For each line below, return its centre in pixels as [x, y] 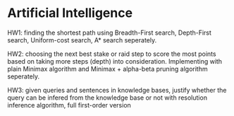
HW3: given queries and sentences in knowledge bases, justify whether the [117, 90]
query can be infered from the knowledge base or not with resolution [107, 98]
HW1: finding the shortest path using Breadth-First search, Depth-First [109, 33]
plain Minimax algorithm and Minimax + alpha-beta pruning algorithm [107, 69]
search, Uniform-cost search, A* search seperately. [82, 40]
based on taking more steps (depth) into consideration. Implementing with [115, 61]
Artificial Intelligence [70, 13]
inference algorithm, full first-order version [69, 105]
